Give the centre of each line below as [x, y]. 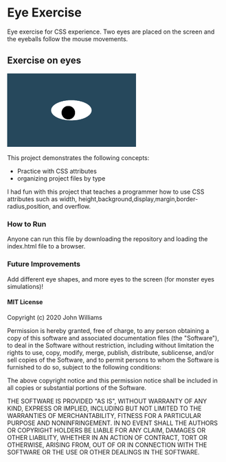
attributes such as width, [42, 199]
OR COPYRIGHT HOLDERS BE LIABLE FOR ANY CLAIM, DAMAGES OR [106, 430]
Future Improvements [44, 264]
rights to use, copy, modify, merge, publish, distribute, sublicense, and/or [111, 352]
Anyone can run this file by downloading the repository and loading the [108, 239]
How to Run [27, 224]
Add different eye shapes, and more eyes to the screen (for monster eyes [111, 279]
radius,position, [29, 207]
